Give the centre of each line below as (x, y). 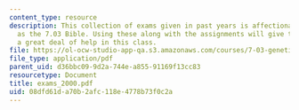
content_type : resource (53, 17)
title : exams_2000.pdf (51, 83)
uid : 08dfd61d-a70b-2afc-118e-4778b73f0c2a (91, 91)
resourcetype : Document (53, 75)
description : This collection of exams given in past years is (129, 26)
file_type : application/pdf (61, 59)
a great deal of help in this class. (87, 42)
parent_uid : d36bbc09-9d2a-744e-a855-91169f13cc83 (105, 67)
